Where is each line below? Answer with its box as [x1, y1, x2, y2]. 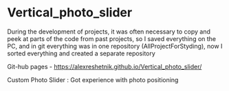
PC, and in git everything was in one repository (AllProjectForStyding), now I [7, 42, 223, 50]
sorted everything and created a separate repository [7, 49, 156, 57]
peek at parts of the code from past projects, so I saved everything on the [7, 34, 217, 42]
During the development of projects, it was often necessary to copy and [7, 27, 211, 36]
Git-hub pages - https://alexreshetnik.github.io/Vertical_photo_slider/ [7, 62, 202, 70]
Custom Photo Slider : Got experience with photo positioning [7, 75, 179, 83]
